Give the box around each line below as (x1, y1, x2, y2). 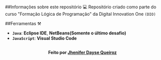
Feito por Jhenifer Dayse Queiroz (48, 50, 117, 56)
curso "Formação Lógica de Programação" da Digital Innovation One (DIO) (5, 11, 156, 17)
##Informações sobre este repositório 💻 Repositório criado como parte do (5, 4, 157, 10)
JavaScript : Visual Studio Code (12, 35, 77, 41)
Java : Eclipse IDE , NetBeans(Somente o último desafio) (12, 30, 127, 36)
